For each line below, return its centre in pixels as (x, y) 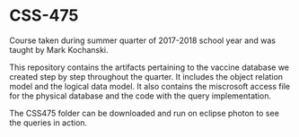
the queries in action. (48, 123)
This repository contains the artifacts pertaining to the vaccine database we (149, 67)
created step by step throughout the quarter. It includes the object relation (146, 76)
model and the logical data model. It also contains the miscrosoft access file (149, 86)
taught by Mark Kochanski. (59, 49)
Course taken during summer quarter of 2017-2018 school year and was (143, 40)
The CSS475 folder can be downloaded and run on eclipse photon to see (145, 113)
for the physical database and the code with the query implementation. (141, 96)
